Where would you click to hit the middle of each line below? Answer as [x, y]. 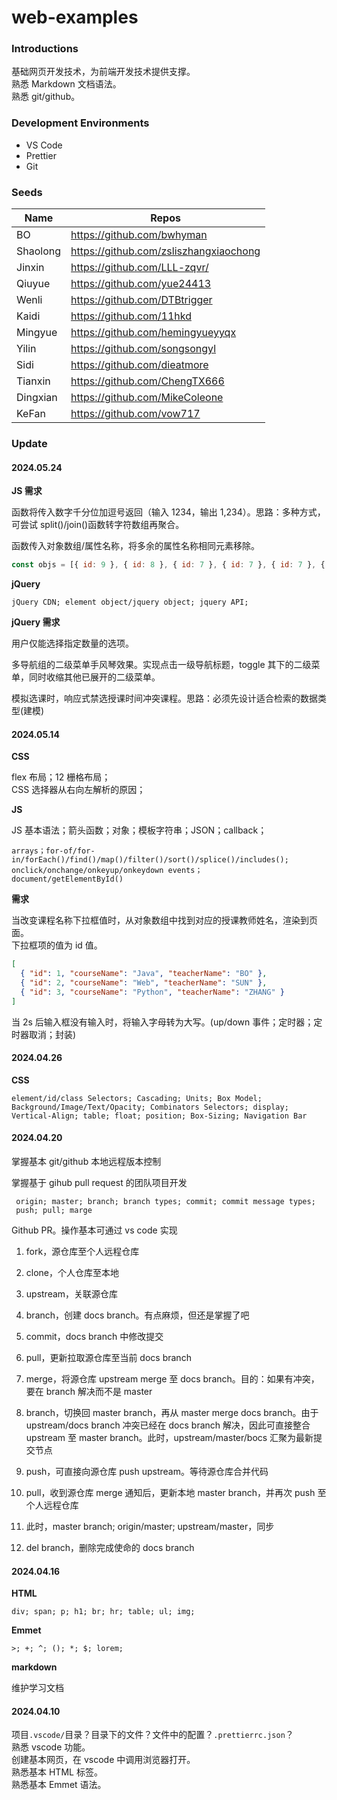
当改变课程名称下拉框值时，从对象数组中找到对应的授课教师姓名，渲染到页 [164, 920]
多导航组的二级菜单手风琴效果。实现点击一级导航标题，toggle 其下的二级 [161, 665]
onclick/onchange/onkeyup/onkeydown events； [107, 871]
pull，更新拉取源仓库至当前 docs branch [108, 1358]
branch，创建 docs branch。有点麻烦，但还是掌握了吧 [137, 1315]
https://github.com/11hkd [131, 316]
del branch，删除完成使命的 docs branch [110, 1548]
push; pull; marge [54, 1211]
